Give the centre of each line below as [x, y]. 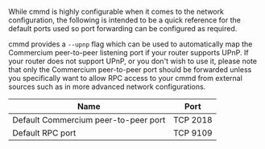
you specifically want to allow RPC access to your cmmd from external [126, 78]
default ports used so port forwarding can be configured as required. [123, 28]
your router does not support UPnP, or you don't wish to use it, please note [133, 61]
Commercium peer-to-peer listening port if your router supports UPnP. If [128, 52]
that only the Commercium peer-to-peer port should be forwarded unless [130, 70]
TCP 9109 [193, 133]
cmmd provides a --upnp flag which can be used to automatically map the [130, 44]
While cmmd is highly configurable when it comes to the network [116, 12]
